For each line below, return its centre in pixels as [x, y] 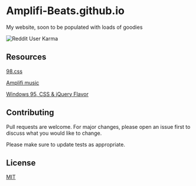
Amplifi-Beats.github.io [66, 11]
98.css [14, 71]
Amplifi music [23, 82]
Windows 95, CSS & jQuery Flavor [48, 94]
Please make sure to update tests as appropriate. [66, 144]
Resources [26, 57]
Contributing [30, 113]
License [21, 163]
